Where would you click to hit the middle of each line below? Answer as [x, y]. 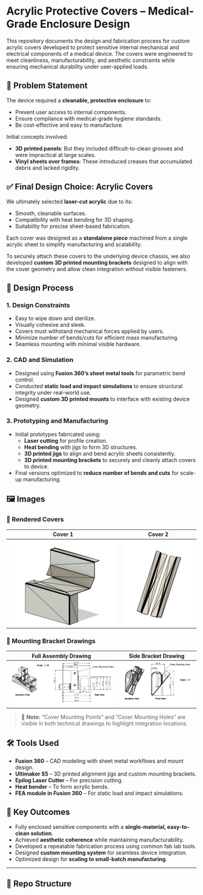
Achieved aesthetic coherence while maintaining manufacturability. [99, 840]
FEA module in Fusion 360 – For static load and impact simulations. [99, 793]
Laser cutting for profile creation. [66, 440]
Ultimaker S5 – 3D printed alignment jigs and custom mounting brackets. [106, 774]
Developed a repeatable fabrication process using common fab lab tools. [106, 846]
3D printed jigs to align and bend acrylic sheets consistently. [100, 454]
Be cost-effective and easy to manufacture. [69, 125]
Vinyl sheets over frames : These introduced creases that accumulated [104, 161]
